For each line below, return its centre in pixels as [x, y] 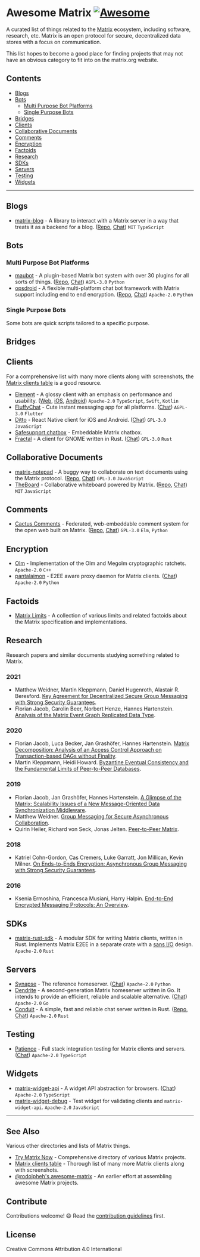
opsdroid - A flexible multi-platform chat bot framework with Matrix [97, 288]
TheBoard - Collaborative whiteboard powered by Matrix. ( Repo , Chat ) [101, 484]
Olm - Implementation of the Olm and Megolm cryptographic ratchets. [100, 563]
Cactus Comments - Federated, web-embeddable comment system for [102, 524]
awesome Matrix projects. [47, 1183]
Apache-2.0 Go [32, 1003]
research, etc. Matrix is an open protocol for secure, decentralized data [93, 35]
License [21, 1235]
